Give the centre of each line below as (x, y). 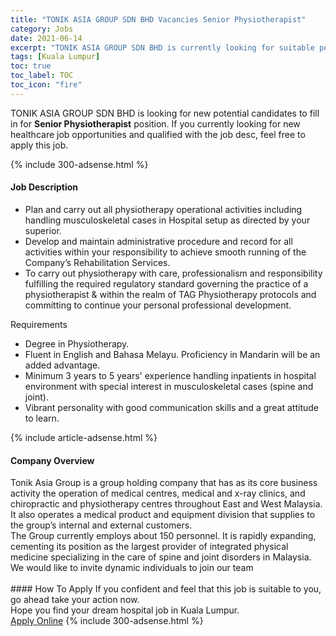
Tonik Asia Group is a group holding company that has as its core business (164, 483)
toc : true (31, 66)
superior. (43, 230)
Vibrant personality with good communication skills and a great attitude (171, 407)
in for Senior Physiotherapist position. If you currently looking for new (155, 123)
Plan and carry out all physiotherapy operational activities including (163, 209)
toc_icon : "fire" (46, 85)
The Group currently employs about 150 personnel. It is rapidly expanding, (163, 536)
